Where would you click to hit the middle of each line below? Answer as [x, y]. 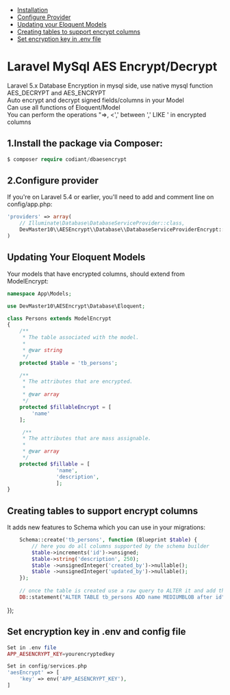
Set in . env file [32, 647]
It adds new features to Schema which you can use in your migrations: [106, 527]
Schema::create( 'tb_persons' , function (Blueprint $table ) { [108, 540]
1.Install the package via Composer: [85, 143]
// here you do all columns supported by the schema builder [121, 546]
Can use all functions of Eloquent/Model [64, 107]
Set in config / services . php [47, 666]
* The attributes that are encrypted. [78, 382]
